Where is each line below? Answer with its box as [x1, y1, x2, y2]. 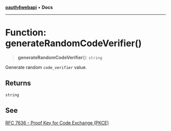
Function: [5, 27, 47, 39]
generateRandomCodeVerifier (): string [17, 54, 103, 60]
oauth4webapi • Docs [5, 5, 53, 10]
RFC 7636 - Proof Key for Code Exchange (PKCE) [5, 119, 109, 126]
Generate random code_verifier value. [5, 64, 87, 70]
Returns [5, 79, 32, 88]
